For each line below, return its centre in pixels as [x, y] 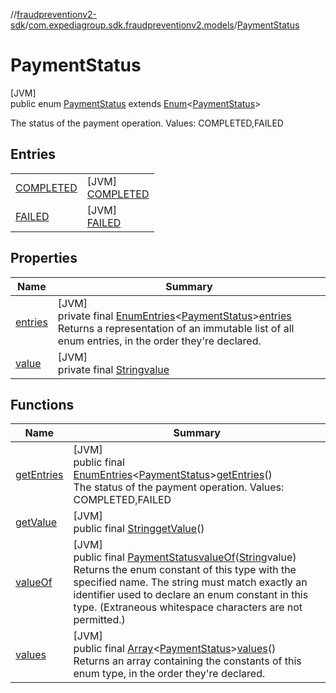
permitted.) [99, 620]
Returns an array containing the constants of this [187, 661]
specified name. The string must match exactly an [190, 582]
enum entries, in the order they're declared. [159, 341]
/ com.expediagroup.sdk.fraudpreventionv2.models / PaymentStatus [162, 25]
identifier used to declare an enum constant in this [191, 595]
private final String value [113, 369]
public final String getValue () [139, 529]
